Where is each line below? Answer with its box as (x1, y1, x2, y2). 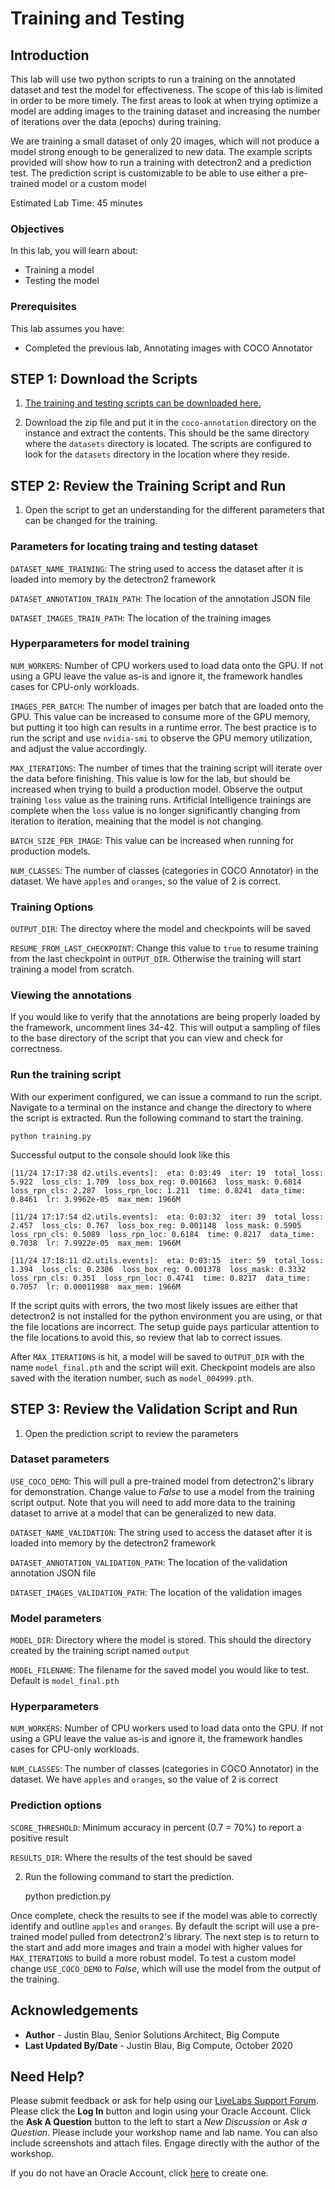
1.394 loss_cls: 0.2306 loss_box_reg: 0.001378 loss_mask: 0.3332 (10, 1264, 307, 1274)
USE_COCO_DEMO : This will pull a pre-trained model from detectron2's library (10, 1475, 315, 1487)
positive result (10, 1832, 69, 1844)
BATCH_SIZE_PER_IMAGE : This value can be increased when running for (10, 834, 295, 846)
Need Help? (10, 2068, 85, 2085)
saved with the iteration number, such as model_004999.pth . (10, 1372, 255, 1384)
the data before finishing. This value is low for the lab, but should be (10, 772, 291, 784)
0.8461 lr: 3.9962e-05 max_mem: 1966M (10, 1194, 182, 1204)
